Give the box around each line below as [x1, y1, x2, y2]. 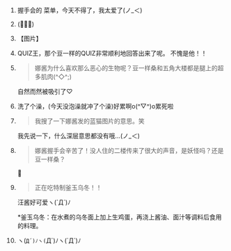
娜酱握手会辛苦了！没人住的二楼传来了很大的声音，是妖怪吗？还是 [34, 147, 224, 154]
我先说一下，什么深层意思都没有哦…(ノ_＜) [17, 131, 141, 140]
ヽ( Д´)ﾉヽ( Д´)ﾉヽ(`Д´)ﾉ [17, 236, 81, 245]
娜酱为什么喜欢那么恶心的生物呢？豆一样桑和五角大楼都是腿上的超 [34, 64, 224, 72]
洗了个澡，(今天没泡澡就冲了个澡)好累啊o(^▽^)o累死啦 [17, 102, 174, 110]
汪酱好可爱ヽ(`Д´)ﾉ [17, 198, 71, 207]
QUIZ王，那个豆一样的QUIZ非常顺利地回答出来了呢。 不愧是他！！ [17, 49, 207, 57]
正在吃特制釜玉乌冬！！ [34, 184, 102, 191]
